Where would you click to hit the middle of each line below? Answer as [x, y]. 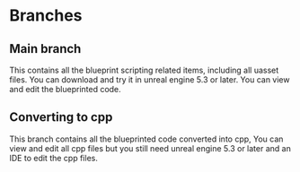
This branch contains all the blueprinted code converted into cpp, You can [146, 139]
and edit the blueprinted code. [65, 89]
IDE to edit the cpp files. [54, 158]
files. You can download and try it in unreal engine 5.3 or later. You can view [150, 80]
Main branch [45, 49]
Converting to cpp [61, 117]
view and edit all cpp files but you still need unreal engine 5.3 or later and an [150, 148]
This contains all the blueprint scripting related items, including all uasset [144, 70]
